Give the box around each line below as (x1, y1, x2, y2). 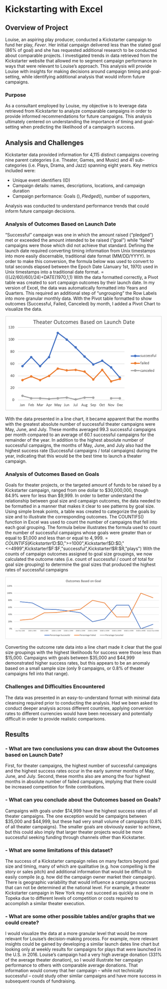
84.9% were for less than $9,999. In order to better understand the (5, 493, 143, 498)
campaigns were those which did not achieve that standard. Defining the (5, 243, 154, 248)
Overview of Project (5, 23, 69, 32)
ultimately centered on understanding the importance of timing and (5, 119, 143, 125)
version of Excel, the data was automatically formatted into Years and (5, 285, 148, 291)
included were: (5, 168, 36, 174)
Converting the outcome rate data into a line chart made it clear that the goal (5, 644, 162, 650)
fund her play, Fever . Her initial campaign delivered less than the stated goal (5, 42, 161, 48)
